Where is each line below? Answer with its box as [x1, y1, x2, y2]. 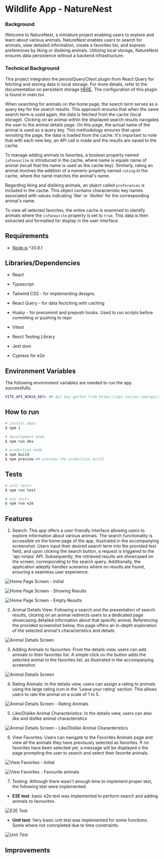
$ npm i [5, 425, 21, 430]
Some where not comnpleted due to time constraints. [12, 822, 120, 828]
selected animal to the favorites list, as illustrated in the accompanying [12, 657, 154, 663]
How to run [5, 408, 40, 416]
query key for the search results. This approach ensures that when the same [5, 106, 159, 112]
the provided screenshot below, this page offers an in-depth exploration [12, 623, 157, 629]
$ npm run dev [5, 439, 34, 444]
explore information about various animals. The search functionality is [12, 533, 153, 539]
